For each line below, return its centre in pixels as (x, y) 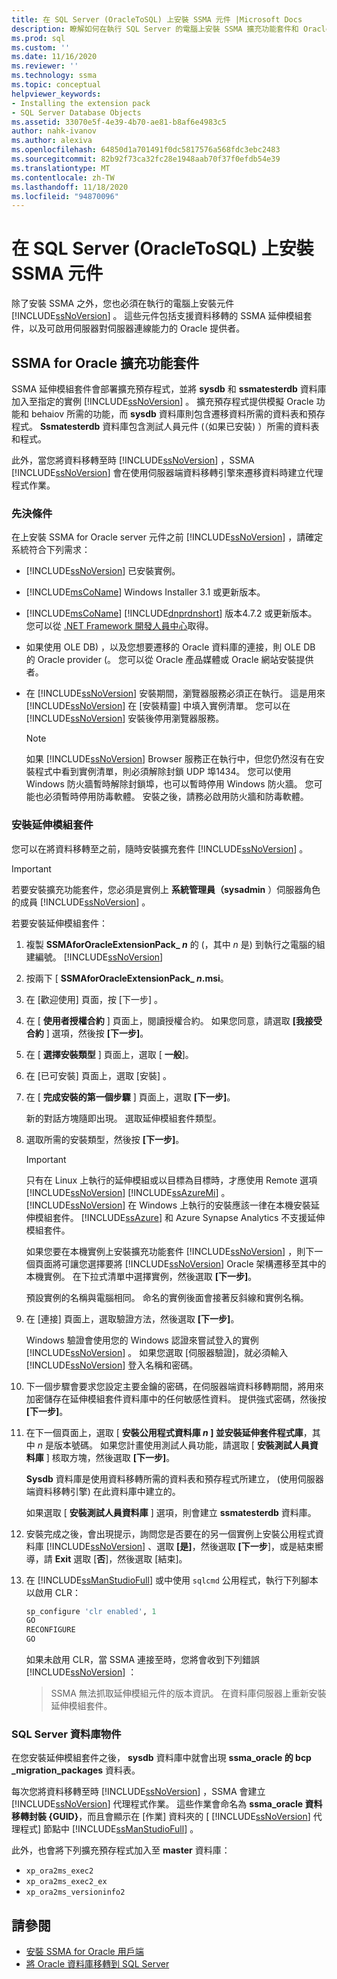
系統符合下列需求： (51, 550)
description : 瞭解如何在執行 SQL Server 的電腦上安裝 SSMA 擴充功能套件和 (155, 29)
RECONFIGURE (50, 1630)
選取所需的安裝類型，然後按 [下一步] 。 (105, 1139)
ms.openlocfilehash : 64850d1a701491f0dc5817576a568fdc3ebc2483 (146, 150)
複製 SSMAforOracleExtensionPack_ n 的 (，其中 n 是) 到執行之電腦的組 (175, 944)
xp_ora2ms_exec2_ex (66, 1882)
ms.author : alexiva (52, 141)
